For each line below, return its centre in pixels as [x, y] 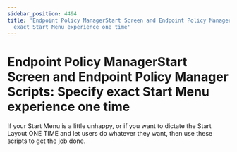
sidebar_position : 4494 [42, 14]
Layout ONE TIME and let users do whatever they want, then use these [110, 134]
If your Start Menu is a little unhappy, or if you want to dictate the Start [109, 126]
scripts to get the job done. [47, 141]
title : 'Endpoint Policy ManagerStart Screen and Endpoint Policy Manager [120, 20]
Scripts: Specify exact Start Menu [109, 91]
